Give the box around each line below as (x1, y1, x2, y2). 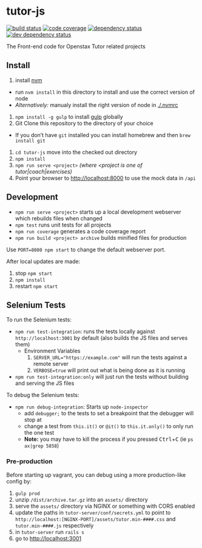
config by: (6, 477, 32, 485)
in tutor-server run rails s (15, 528, 85, 535)
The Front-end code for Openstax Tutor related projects (6, 43, 146, 50)
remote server (33, 360, 69, 368)
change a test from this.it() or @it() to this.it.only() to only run (24, 423, 194, 430)
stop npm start (15, 269, 53, 276)
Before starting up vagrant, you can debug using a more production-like (6, 471, 186, 479)
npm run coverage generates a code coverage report (15, 227, 146, 235)
